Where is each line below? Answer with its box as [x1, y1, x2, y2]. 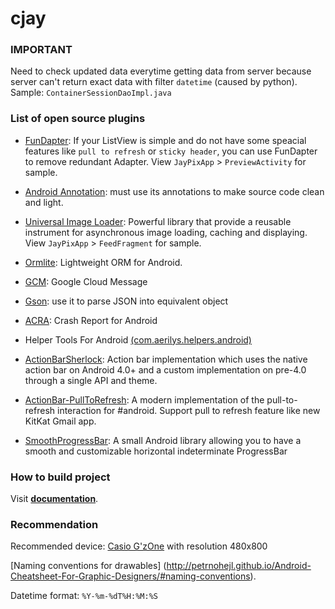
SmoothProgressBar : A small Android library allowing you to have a [24, 434, 302, 446]
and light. [24, 196, 64, 208]
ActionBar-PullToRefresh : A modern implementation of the [24, 393, 265, 406]
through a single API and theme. [24, 374, 158, 386]
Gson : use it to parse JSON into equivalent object [24, 295, 229, 307]
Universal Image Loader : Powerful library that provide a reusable [24, 215, 292, 227]
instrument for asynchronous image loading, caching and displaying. [24, 226, 308, 238]
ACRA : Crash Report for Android [24, 314, 158, 326]
